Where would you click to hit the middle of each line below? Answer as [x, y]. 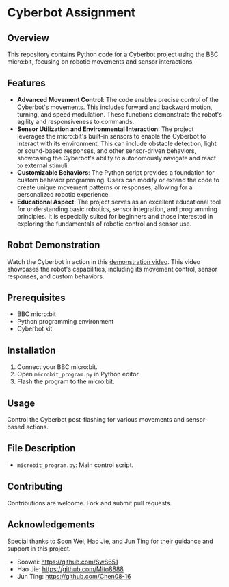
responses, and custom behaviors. [56, 276]
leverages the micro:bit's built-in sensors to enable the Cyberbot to [111, 136]
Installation [31, 350]
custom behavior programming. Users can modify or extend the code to [118, 180]
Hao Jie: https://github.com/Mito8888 [70, 569]
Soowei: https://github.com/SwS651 [67, 562]
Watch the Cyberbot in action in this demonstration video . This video [104, 261]
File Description [41, 448]
